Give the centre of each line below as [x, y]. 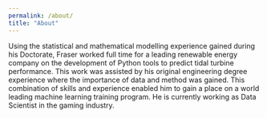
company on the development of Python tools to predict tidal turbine [121, 63]
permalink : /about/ [41, 16]
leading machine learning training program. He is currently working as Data [132, 96]
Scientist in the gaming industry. [61, 105]
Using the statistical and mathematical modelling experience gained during [131, 45]
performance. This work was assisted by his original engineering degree [128, 71]
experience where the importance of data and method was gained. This [127, 80]
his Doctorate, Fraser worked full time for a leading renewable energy [123, 54]
